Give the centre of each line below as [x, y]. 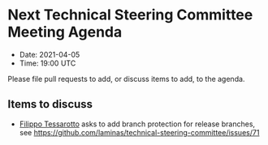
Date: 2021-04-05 [50, 54]
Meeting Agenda [65, 32]
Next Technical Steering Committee [130, 15]
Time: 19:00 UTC [48, 63]
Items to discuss [50, 104]
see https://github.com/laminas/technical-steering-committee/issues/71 [139, 132]
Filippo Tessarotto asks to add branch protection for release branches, [137, 124]
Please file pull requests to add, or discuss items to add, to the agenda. [126, 79]
